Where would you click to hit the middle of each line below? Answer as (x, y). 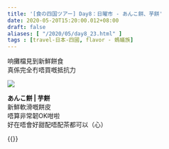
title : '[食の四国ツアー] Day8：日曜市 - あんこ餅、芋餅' (85, 14)
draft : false (27, 27)
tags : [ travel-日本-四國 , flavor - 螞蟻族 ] (70, 40)
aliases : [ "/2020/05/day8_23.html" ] (65, 34)
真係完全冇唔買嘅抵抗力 (42, 70)
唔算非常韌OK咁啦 (34, 116)
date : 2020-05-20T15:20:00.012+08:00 (63, 20)
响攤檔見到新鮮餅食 (36, 61)
